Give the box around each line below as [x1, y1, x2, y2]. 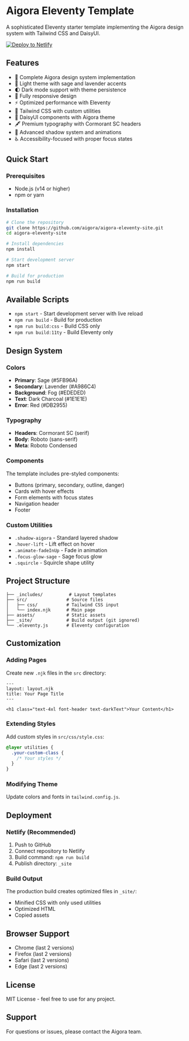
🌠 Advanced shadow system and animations [14, 128, 122, 135]
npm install [6, 246, 35, 253]
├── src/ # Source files [6, 597, 104, 603]
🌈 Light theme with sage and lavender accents [14, 80, 127, 87]
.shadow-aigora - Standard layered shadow [14, 535, 119, 541]
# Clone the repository [6, 219, 64, 225]
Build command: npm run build [14, 854, 90, 861]
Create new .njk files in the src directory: [6, 669, 106, 676]
